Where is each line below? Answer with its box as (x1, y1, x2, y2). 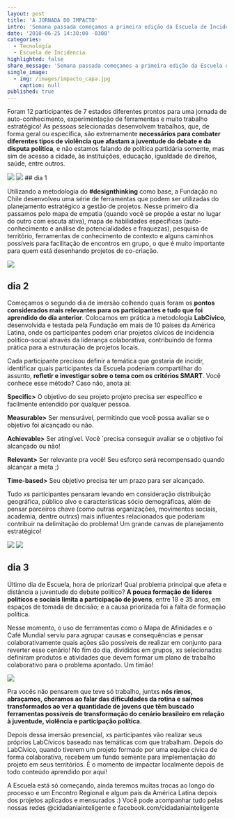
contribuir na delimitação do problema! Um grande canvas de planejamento (7, 519, 224, 528)
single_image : (7, 68, 49, 75)
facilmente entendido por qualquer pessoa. (7, 400, 131, 408)
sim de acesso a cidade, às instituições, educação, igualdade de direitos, (7, 152, 217, 161)
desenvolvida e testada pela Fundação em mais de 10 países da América (7, 321, 216, 329)
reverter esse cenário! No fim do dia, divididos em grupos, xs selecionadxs (7, 646, 222, 654)
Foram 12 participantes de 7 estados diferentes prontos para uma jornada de (7, 108, 227, 116)
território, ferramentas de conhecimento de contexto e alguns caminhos (7, 232, 214, 240)
